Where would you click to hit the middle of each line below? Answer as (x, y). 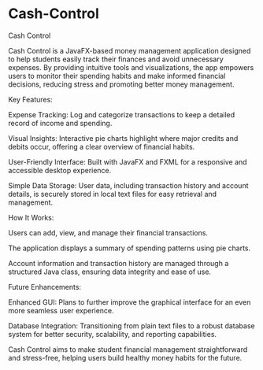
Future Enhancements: (44, 287)
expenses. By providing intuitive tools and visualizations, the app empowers (131, 67)
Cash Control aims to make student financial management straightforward (128, 349)
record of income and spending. (60, 123)
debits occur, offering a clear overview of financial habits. (102, 146)
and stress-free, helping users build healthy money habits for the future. (125, 357)
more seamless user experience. (61, 310)
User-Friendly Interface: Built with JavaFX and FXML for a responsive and (128, 161)
